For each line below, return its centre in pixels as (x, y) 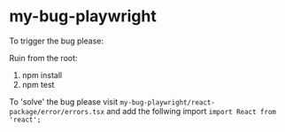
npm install (42, 75)
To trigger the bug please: (57, 41)
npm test (38, 84)
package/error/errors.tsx (57, 112)
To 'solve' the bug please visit (63, 101)
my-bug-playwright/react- (167, 102)
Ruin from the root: (43, 58)
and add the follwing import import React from (191, 111)
